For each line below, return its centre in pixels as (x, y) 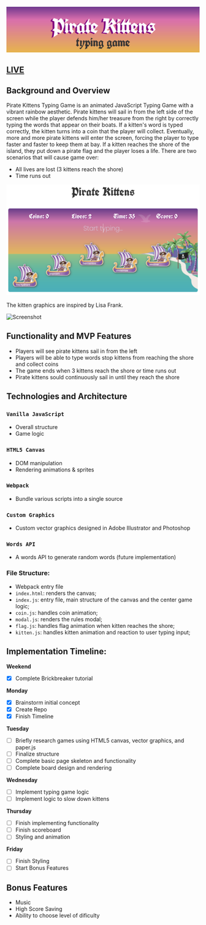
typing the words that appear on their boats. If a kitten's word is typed (95, 125)
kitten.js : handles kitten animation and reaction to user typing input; (103, 632)
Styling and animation (43, 837)
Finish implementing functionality (57, 823)
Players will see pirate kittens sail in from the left (76, 351)
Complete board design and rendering (63, 767)
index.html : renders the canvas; (56, 593)
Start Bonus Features (42, 868)
